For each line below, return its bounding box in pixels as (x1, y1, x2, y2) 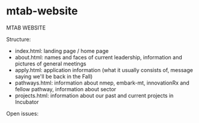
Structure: (6, 35, 31, 43)
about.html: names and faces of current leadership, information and (14, 53, 182, 61)
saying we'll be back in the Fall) (14, 73, 93, 80)
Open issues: (6, 110, 39, 117)
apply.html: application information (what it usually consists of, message (14, 66, 194, 73)
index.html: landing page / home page (14, 47, 109, 55)
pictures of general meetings (14, 60, 87, 67)
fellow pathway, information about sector (14, 85, 117, 92)
